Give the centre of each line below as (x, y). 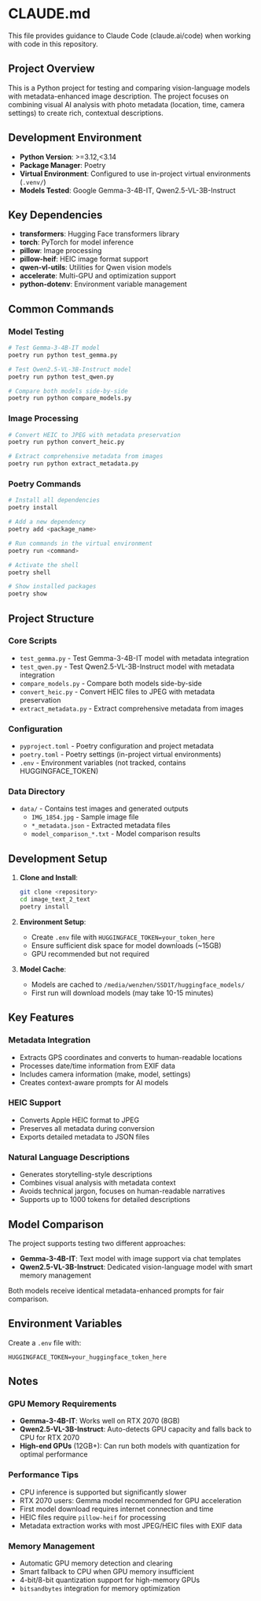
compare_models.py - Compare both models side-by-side (110, 683)
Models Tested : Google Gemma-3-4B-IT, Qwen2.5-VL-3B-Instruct (127, 190)
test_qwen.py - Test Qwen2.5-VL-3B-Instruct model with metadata (127, 666)
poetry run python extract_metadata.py (74, 464)
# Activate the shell (44, 565)
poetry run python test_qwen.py (61, 377)
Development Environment (75, 138)
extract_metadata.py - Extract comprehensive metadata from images (131, 708)
